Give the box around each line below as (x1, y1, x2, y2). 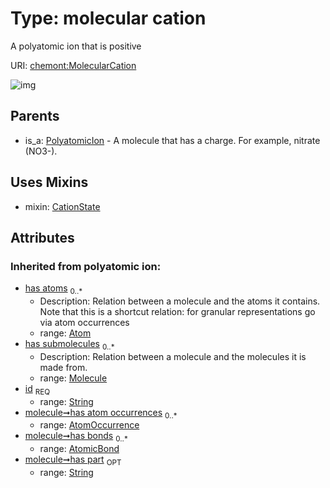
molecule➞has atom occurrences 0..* (24, 406, 178, 421)
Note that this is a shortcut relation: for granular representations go (39, 306, 316, 318)
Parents (10, 108, 60, 125)
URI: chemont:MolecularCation (10, 59, 137, 71)
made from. (39, 361, 88, 373)
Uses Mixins (10, 174, 89, 191)
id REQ (24, 382, 51, 397)
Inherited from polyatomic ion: (10, 259, 162, 273)
